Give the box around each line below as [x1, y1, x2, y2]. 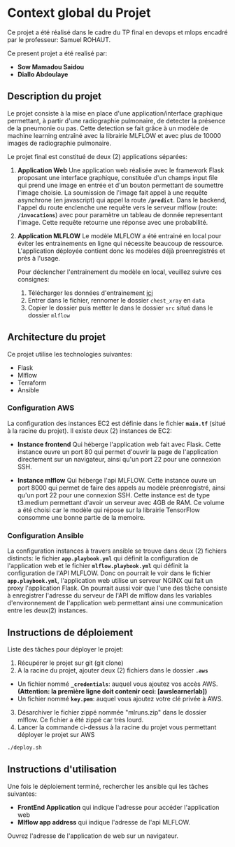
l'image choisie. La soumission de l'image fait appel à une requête [17, 188, 208, 197]
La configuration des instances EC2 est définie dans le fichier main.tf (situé [7, 419, 226, 427]
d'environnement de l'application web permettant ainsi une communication [7, 599, 223, 607]
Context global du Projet [7, 5, 152, 21]
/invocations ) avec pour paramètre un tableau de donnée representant [17, 210, 223, 219]
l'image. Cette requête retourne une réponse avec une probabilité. [17, 218, 208, 226]
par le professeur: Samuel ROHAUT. [7, 35, 111, 43]
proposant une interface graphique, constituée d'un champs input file [17, 173, 218, 181]
